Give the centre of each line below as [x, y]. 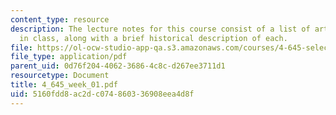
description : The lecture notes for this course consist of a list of [160, 29]
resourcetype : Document [60, 76]
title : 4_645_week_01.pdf [64, 85]
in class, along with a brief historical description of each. [153, 38]
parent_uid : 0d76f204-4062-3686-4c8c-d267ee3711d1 [118, 66]
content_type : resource [60, 19]
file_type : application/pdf [69, 57]
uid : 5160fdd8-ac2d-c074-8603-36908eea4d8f [102, 94]
